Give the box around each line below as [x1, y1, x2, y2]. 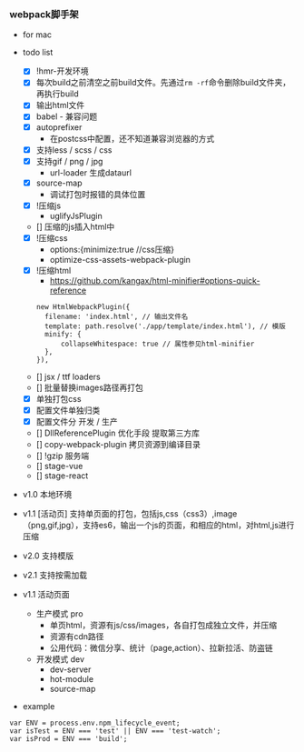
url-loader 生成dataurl [49, 166, 132, 178]
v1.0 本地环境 [22, 489, 73, 500]
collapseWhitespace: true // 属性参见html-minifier [60, 339, 255, 348]
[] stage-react [35, 470, 89, 481]
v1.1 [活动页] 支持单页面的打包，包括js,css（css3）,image [22, 508, 238, 519]
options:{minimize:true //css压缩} [49, 244, 175, 255]
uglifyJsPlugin [49, 210, 103, 221]
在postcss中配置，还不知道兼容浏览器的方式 [49, 133, 215, 144]
